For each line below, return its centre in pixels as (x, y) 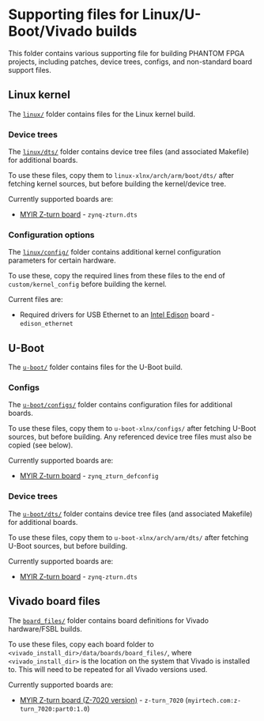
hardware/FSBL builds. (45, 629)
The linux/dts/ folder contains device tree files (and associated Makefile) (129, 152)
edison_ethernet (46, 324)
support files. (30, 70)
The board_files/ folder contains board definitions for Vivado (109, 620)
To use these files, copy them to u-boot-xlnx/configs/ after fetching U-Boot (132, 428)
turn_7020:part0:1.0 (53, 709)
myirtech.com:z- (214, 700)
